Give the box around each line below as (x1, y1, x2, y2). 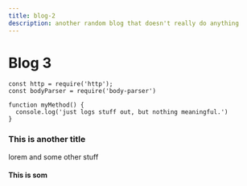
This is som (8, 170, 48, 180)
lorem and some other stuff (8, 152, 99, 161)
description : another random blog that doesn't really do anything (8, 19, 240, 27)
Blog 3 (8, 54, 52, 72)
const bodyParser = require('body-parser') (8, 87, 157, 95)
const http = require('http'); (8, 80, 113, 88)
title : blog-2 (8, 11, 56, 20)
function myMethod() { (8, 101, 84, 109)
